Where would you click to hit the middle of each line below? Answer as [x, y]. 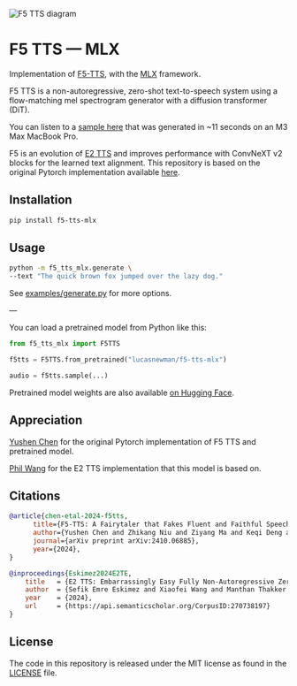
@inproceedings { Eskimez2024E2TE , [71, 573]
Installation [41, 200]
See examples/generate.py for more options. [91, 293]
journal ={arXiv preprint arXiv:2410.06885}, [116, 541]
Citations [35, 496]
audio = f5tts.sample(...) [59, 376]
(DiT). [19, 110]
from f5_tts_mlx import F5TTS [65, 344]
